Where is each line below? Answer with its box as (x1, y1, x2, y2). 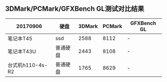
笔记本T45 (7, 35, 33, 42)
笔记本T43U (7, 48, 36, 55)
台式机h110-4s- (7, 61, 48, 68)
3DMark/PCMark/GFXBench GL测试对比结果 (5, 4, 144, 13)
